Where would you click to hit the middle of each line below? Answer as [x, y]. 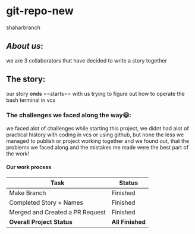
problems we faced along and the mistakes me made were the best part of [97, 147]
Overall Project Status [41, 222]
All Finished [128, 222]
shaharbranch [23, 27]
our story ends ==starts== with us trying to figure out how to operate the [96, 93]
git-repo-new [40, 11]
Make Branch [28, 193]
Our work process [29, 167]
